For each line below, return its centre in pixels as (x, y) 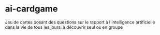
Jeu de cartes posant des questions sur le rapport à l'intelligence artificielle (80, 22)
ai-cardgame (31, 9)
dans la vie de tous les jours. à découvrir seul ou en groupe (64, 27)
